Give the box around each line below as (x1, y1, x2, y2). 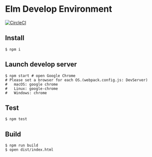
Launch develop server (5, 60, 77, 69)
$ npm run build (5, 143, 38, 148)
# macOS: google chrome (5, 82, 58, 87)
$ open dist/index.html (5, 147, 54, 153)
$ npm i (5, 47, 21, 52)
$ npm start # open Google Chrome (5, 73, 76, 78)
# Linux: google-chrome (5, 86, 58, 91)
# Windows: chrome (5, 90, 48, 95)
